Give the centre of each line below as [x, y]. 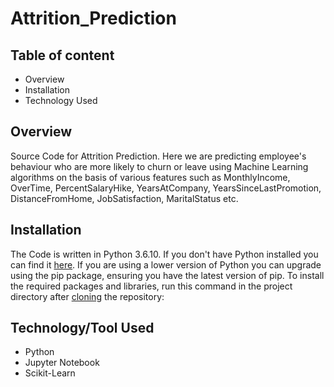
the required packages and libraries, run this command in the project [151, 286]
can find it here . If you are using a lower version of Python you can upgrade [166, 264]
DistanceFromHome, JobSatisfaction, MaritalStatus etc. [124, 198]
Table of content [62, 55]
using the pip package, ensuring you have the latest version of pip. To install [167, 275]
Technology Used [61, 100]
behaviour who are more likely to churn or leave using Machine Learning [159, 166]
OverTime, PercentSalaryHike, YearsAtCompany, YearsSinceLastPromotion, [166, 188]
